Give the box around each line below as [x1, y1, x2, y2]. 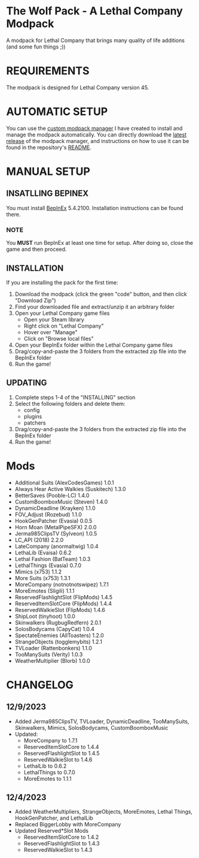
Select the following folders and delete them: [14, 400, 125, 407]
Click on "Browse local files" [23, 335, 94, 342]
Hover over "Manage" [23, 328, 78, 336]
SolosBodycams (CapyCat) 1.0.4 [14, 625, 94, 632]
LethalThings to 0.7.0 [23, 768, 76, 776]
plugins [23, 413, 42, 420]
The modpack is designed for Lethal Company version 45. [6, 84, 149, 91]
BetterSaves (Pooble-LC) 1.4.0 [14, 492, 90, 499]
